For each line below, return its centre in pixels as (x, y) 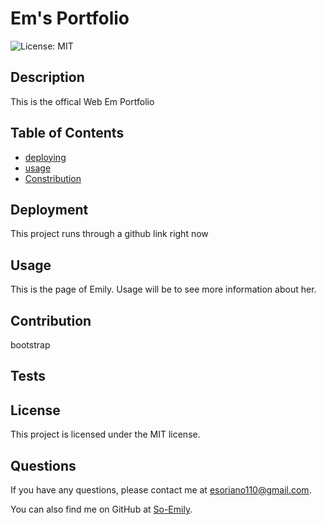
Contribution (51, 320)
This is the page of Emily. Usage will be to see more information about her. (163, 289)
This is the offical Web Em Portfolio (82, 101)
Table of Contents (67, 133)
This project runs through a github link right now (109, 234)
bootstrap (30, 345)
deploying (45, 157)
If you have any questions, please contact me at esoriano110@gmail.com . (161, 490)
